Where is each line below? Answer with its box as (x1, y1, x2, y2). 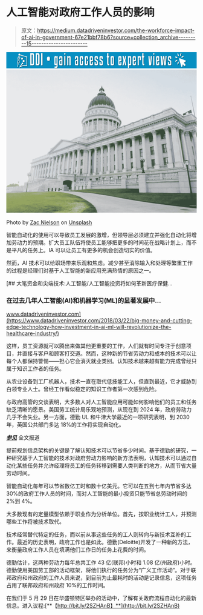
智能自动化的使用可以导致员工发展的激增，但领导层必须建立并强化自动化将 (6, 231, 192, 239)
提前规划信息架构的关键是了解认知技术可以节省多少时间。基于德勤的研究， (6, 447, 192, 454)
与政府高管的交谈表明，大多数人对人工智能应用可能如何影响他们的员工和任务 (6, 398, 197, 406)
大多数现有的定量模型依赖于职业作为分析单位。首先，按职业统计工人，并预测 (6, 510, 197, 518)
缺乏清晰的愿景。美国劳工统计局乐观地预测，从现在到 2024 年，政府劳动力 (6, 406, 192, 413)
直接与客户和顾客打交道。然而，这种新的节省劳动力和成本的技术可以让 (22, 350, 197, 357)
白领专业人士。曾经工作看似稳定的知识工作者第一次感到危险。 (6, 385, 160, 393)
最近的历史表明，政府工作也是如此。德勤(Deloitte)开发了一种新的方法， (16, 539, 193, 546)
